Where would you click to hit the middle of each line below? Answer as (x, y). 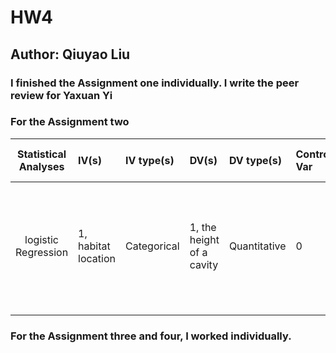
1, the (203, 227)
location (97, 258)
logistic (41, 239)
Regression (42, 252)
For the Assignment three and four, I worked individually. (151, 336)
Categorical (152, 246)
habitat (94, 246)
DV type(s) (255, 160)
